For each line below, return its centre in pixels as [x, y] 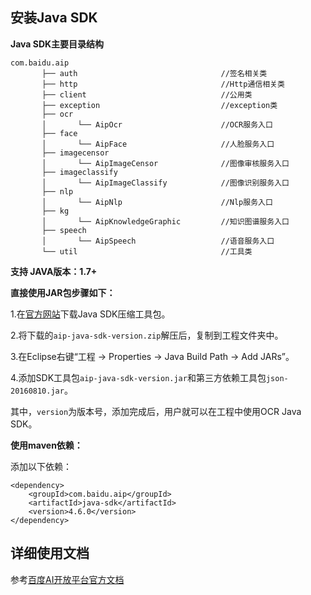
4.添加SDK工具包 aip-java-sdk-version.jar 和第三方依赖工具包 [138, 377]
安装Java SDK [54, 18]
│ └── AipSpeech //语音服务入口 [158, 241]
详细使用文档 [50, 553]
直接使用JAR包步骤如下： [63, 292]
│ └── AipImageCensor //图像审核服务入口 [165, 163]
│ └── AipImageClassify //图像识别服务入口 [165, 183]
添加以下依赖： [41, 466]
